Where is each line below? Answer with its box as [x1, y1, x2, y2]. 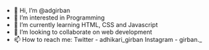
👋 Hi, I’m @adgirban [13, 7, 71, 14]
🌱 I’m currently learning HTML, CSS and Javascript [13, 21, 158, 28]
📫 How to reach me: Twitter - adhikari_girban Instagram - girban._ [13, 36, 203, 43]
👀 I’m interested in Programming [13, 14, 105, 22]
